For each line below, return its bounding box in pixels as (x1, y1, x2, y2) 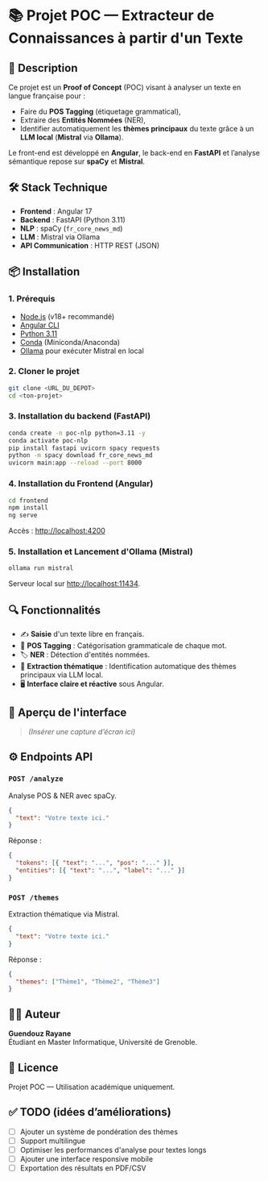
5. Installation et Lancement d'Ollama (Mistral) (8, 546, 193, 557)
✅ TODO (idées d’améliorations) (8, 1105, 171, 1119)
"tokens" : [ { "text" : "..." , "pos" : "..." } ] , (15, 859, 175, 867)
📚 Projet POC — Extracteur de (8, 6, 215, 25)
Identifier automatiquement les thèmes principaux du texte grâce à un (19, 124, 254, 133)
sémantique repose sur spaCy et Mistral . (8, 156, 146, 166)
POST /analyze (8, 775, 64, 784)
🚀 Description (8, 61, 78, 75)
